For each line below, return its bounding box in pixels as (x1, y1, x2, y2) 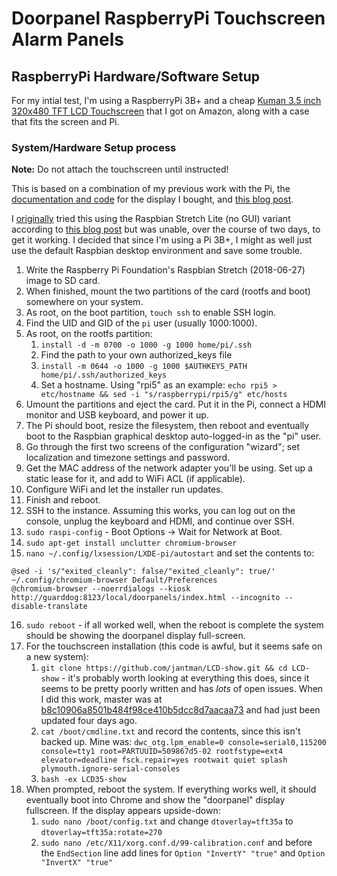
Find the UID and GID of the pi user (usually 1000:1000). (25, 317, 258, 329)
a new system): (25, 651, 89, 663)
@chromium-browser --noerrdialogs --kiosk (11, 584, 191, 594)
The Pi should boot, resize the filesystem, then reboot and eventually (25, 420, 310, 432)
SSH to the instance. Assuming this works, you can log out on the (25, 505, 296, 517)
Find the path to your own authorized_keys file (40, 349, 233, 361)
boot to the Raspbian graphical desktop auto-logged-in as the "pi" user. (25, 430, 322, 442)
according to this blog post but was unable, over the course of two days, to (11, 223, 321, 236)
